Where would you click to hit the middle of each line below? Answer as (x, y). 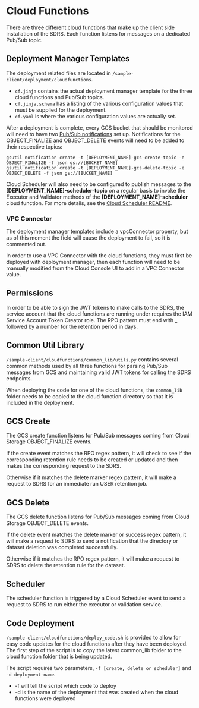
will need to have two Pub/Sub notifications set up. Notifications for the (93, 134)
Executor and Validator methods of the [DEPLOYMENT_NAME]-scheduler (97, 197)
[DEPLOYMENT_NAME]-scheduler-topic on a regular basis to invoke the (96, 190)
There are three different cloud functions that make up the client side (91, 27)
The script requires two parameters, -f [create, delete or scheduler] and (99, 668)
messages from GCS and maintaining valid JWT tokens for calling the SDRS (99, 372)
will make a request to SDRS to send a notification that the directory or (92, 541)
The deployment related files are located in (59, 73)
